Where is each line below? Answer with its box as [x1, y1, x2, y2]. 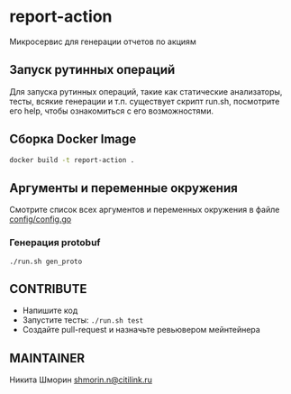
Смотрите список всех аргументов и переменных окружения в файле [9, 205, 280, 215]
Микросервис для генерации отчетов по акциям [9, 36, 196, 47]
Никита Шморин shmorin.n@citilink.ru [9, 374, 153, 385]
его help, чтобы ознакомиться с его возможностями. [9, 105, 214, 116]
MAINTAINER [9, 350, 86, 366]
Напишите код [22, 305, 78, 316]
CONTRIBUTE [9, 281, 87, 297]
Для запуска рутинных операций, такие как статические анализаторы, [9, 86, 283, 96]
